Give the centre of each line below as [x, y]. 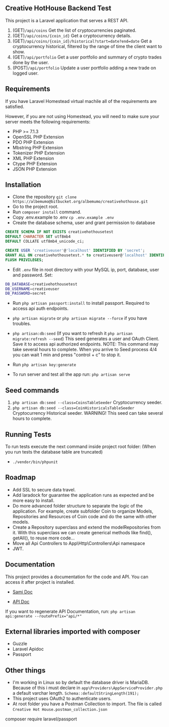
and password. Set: [32, 275]
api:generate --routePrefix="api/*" [44, 616]
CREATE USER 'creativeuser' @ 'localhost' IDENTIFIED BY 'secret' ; [75, 251]
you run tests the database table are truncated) [54, 452]
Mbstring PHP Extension [38, 147]
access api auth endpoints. [40, 309]
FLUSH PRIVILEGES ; [24, 260]
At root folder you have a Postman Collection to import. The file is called [87, 704]
